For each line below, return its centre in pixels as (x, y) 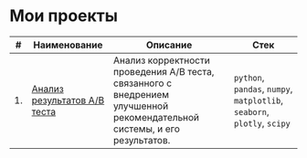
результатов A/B (68, 100)
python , (249, 77)
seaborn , (251, 111)
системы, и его (147, 129)
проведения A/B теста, (164, 71)
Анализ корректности (161, 60)
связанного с (142, 83)
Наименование (68, 45)
